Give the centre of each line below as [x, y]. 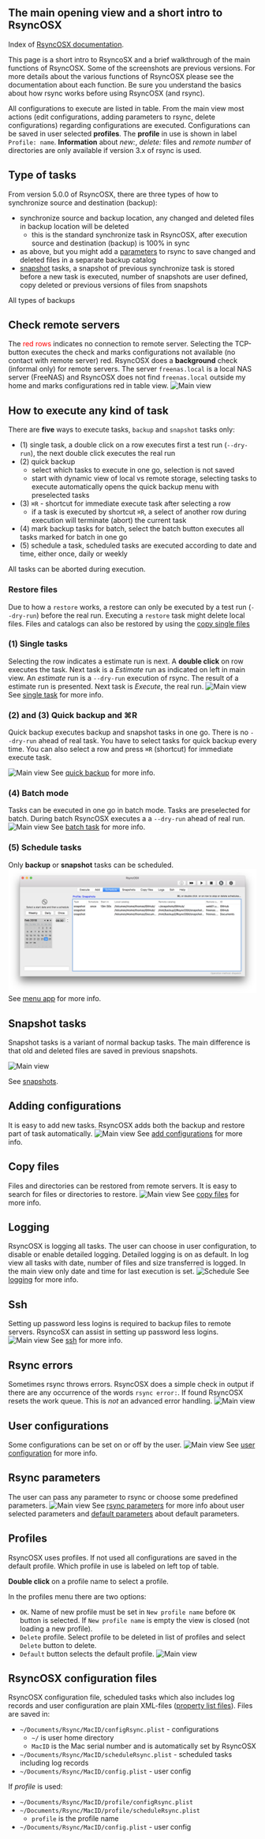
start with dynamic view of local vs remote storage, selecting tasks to [144, 478]
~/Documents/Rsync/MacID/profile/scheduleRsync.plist [110, 1811]
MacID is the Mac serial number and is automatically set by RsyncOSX [144, 1746]
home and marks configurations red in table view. [89, 386]
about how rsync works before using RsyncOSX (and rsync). [106, 93]
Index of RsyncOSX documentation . [66, 44]
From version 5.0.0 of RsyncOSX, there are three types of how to [113, 194]
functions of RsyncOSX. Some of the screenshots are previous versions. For [132, 68]
